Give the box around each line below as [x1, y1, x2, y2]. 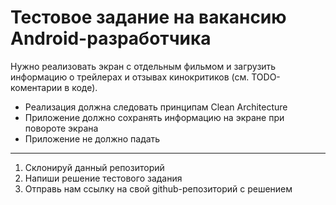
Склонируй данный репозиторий [24, 161, 165, 173]
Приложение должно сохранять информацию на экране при [24, 111, 285, 123]
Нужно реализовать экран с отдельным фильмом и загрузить [10, 60, 277, 72]
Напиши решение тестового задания [24, 172, 183, 184]
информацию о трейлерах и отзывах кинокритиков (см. [10, 71, 250, 83]
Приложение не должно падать [24, 132, 161, 145]
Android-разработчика [10, 27, 212, 50]
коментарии [10, 81, 63, 93]
